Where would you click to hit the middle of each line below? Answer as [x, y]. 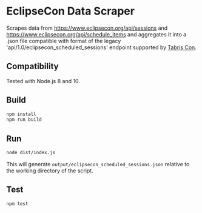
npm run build [24, 120]
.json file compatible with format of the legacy [64, 41]
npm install [21, 114]
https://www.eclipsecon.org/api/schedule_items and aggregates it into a [96, 34]
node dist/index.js [31, 153]
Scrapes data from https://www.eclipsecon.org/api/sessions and [87, 28]
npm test [17, 204]
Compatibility [32, 66]
